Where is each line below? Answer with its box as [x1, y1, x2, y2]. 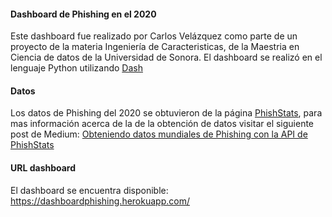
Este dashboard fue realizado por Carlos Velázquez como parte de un [10, 30, 298, 42]
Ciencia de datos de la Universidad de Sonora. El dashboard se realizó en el [10, 51, 323, 64]
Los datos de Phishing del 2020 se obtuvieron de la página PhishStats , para [10, 107, 323, 119]
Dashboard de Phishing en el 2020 [10, 8, 157, 20]
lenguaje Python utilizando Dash [10, 62, 143, 74]
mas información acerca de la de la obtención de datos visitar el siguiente [10, 118, 315, 130]
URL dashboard [10, 162, 77, 174]
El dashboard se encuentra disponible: [10, 184, 169, 196]
